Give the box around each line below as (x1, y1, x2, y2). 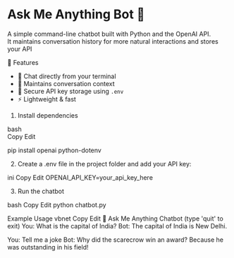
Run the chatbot (17, 187, 65, 195)
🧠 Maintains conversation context (17, 79, 115, 87)
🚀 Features (7, 58, 39, 66)
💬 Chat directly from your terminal (17, 72, 116, 80)
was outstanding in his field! (7, 242, 90, 251)
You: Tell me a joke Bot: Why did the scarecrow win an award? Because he (7, 235, 224, 244)
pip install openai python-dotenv (7, 146, 102, 154)
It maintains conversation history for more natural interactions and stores (7, 37, 218, 45)
